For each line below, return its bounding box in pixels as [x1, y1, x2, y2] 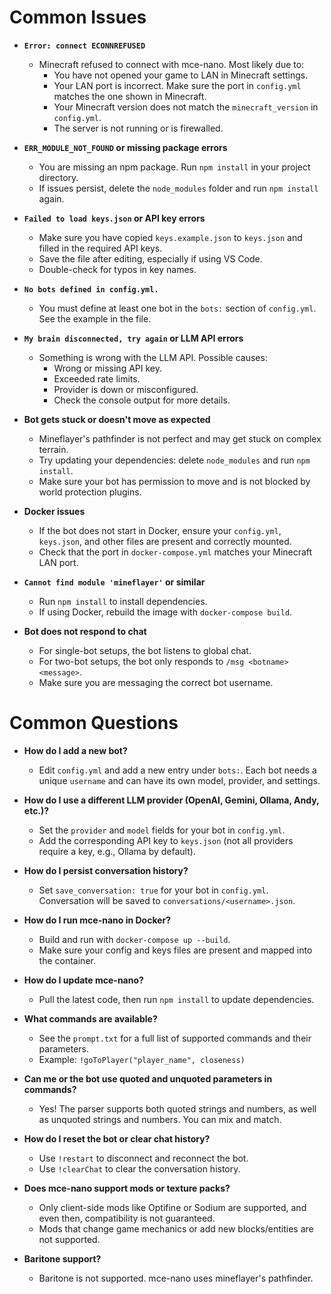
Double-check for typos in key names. [38, 263, 197, 275]
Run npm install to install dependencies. [38, 595, 208, 607]
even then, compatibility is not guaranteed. [38, 1212, 216, 1224]
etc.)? [23, 804, 50, 816]
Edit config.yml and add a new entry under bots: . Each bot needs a [38, 764, 317, 776]
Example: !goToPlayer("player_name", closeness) [38, 1053, 246, 1065]
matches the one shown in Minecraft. [53, 90, 207, 102]
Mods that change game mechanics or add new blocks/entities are [38, 1222, 314, 1235]
